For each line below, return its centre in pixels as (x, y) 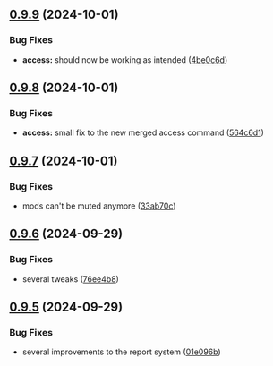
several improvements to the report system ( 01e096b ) (121, 352)
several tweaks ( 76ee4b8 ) (70, 279)
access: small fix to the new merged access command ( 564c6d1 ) (143, 132)
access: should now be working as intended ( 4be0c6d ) (125, 60)
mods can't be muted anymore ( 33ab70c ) (99, 206)
